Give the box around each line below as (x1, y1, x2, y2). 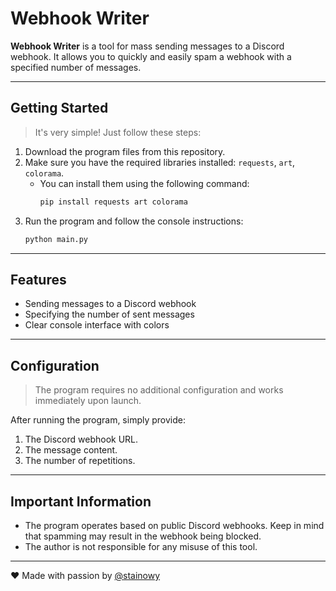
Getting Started (10, 100, 109, 117)
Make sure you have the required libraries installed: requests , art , (24, 156, 296, 168)
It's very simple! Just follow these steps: (34, 126, 202, 138)
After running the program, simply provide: (10, 414, 187, 426)
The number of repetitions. (24, 455, 136, 467)
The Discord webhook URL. (24, 433, 139, 446)
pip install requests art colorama (39, 197, 188, 207)
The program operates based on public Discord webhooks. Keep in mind (24, 519, 325, 531)
